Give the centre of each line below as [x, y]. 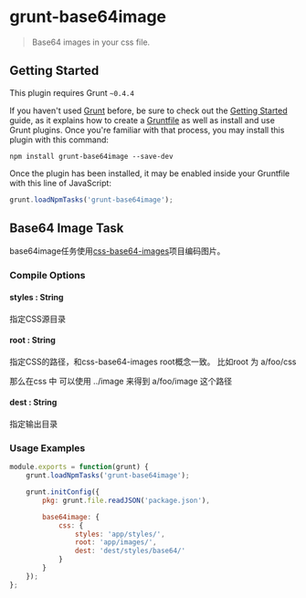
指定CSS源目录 [38, 319]
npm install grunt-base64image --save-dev [91, 156]
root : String [33, 341]
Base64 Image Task [67, 229]
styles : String [37, 297]
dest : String [33, 403]
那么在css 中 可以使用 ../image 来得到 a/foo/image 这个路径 [121, 381]
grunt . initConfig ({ [63, 492]
